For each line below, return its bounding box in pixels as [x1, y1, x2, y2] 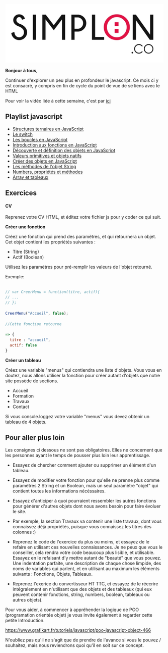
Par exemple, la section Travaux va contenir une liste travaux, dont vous [12, 518, 162, 524]
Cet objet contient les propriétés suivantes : [5, 239, 96, 245]
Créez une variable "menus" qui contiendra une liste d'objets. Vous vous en [5, 367, 162, 373]
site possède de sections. [5, 378, 59, 384]
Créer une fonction [5, 224, 46, 230]
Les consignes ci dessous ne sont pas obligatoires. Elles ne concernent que [5, 446, 162, 453]
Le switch [12, 131, 33, 137]
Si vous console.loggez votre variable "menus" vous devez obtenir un [5, 413, 150, 419]
